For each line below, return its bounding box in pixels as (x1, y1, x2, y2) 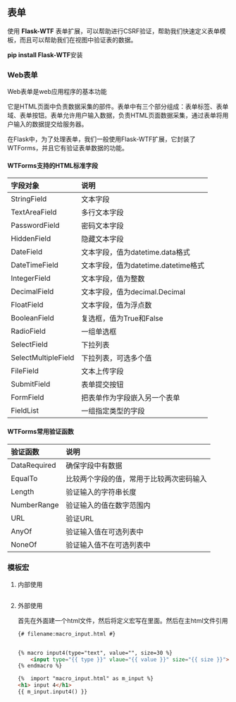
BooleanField (11, 313, 54, 323)
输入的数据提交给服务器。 (13, 120, 88, 128)
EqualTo (11, 473, 38, 483)
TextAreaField (11, 207, 57, 217)
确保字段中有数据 (66, 461, 123, 471)
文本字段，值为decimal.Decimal (80, 287, 185, 297)
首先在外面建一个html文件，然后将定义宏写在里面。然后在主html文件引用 (17, 616, 228, 624)
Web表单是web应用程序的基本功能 (7, 87, 107, 96)
